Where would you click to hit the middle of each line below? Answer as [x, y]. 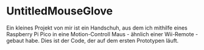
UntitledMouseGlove [60, 11]
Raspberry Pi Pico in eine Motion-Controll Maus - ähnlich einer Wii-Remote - [102, 34]
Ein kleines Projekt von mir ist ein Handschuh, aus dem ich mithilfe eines [97, 28]
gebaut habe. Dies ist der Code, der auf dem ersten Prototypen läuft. [93, 40]
